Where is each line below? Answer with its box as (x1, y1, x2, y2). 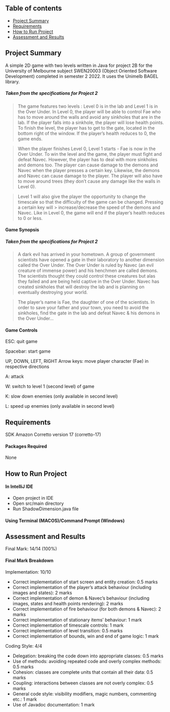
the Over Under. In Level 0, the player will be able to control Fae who (17, 108, 161, 114)
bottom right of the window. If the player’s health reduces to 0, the (17, 130, 156, 136)
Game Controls (5, 327, 38, 333)
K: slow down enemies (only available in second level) (5, 393, 118, 400)
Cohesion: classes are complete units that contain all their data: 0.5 (12, 669, 153, 675)
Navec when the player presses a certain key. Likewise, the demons (17, 167, 160, 173)
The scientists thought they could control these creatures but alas (17, 273, 156, 279)
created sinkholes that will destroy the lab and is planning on (17, 284, 145, 290)
